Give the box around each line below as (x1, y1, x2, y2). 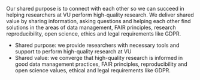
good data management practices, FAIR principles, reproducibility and (14, 60, 187, 68)
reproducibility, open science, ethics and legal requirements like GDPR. (6, 30, 181, 37)
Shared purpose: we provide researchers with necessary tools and (14, 41, 180, 49)
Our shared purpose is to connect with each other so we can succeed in (6, 5, 184, 12)
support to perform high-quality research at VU (14, 48, 132, 55)
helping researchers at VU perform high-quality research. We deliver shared (6, 11, 195, 18)
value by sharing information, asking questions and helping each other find (6, 18, 191, 24)
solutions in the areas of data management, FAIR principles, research (6, 24, 176, 31)
